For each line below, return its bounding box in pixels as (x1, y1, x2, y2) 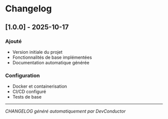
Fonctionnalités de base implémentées (12, 54, 92, 60)
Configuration (5, 72, 40, 79)
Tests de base (12, 94, 41, 100)
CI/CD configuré (12, 89, 46, 95)
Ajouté (5, 38, 22, 45)
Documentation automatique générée (12, 59, 89, 65)
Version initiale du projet (12, 49, 62, 55)
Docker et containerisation (12, 83, 67, 90)
